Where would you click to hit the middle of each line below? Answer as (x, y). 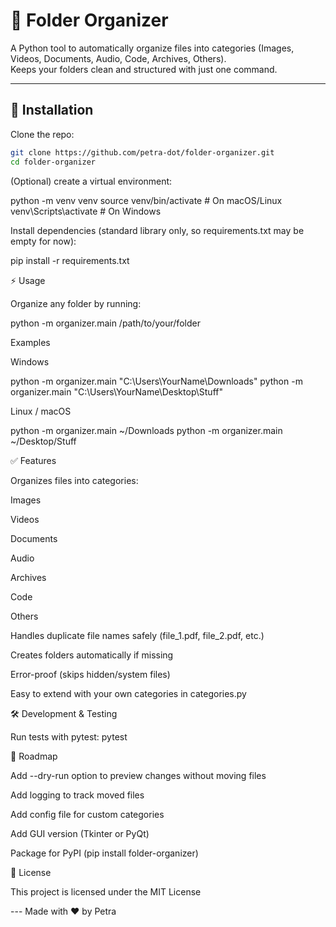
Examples (30, 342)
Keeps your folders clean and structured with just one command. (144, 69)
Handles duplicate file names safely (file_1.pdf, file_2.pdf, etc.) (137, 635)
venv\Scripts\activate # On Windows (86, 211)
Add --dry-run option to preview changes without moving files (138, 775)
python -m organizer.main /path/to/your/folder (105, 323)
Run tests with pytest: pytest (69, 736)
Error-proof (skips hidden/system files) (90, 674)
